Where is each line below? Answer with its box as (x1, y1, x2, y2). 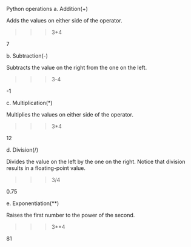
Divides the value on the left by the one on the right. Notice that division (6, 158, 186, 165)
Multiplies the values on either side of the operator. (6, 111, 133, 118)
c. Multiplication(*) (6, 100, 53, 106)
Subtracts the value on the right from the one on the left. (6, 64, 147, 71)
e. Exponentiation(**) (6, 200, 59, 207)
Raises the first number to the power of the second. (6, 212, 135, 218)
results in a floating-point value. (6, 164, 86, 172)
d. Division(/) (6, 146, 38, 154)
